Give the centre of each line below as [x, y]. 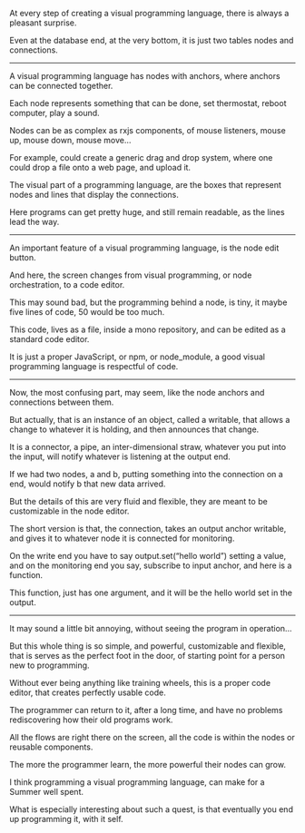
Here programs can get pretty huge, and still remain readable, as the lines [147, 212]
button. [23, 257]
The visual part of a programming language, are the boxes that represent [145, 185]
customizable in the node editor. [69, 511]
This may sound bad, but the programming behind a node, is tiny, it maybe [148, 302]
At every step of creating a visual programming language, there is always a [149, 13]
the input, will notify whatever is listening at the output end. [120, 456]
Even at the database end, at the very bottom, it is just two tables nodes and [152, 40]
